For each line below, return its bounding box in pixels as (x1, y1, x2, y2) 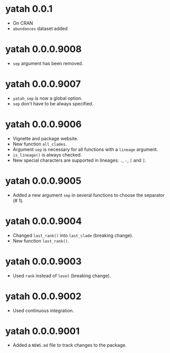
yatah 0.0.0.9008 (5, 43, 82, 55)
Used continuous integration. (12, 307, 74, 314)
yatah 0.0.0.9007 (5, 78, 81, 90)
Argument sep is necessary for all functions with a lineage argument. (12, 146, 158, 152)
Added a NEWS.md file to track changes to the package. (12, 342, 127, 348)
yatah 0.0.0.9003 (5, 255, 82, 267)
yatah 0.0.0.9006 (5, 119, 82, 130)
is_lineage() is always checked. (12, 151, 82, 158)
